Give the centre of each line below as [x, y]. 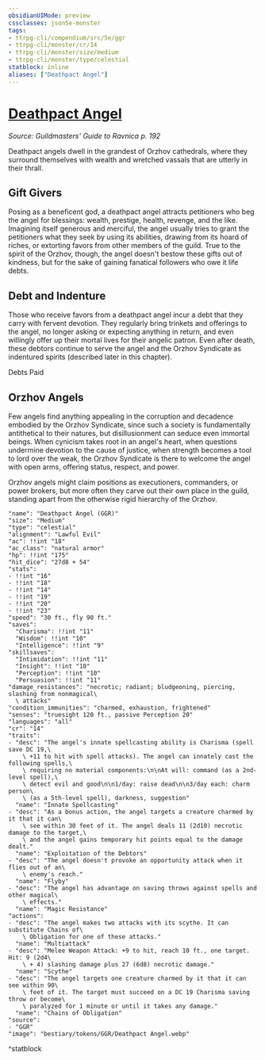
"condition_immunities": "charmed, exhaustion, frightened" [110, 708]
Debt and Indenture [57, 295]
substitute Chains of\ [46, 930]
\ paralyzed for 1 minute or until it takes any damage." [120, 1006]
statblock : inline [38, 67]
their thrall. [26, 168]
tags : [17, 30]
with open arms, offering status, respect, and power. [94, 467]
